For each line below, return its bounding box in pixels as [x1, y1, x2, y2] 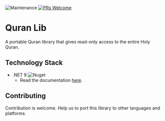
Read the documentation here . [19, 77, 82, 83]
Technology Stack [5, 58, 63, 67]
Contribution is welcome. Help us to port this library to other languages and [5, 105, 160, 111]
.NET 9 [12, 71, 27, 77]
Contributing [5, 91, 46, 100]
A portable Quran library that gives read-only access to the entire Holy [5, 38, 150, 44]
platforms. [5, 110, 26, 116]
